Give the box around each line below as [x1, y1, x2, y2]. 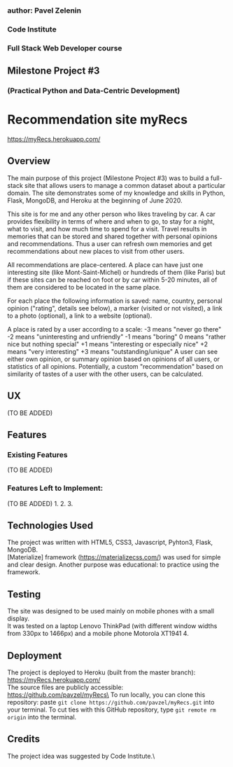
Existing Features [7, 449, 68, 459]
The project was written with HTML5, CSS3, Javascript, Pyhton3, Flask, [7, 538, 213, 547]
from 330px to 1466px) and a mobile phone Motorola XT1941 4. [7, 630, 189, 638]
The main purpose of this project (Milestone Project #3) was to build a [7, 174, 209, 182]
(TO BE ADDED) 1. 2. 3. [7, 499, 73, 508]
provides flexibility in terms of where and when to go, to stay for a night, [7, 217, 215, 226]
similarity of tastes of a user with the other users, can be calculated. [7, 369, 204, 378]
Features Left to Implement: [7, 483, 104, 493]
